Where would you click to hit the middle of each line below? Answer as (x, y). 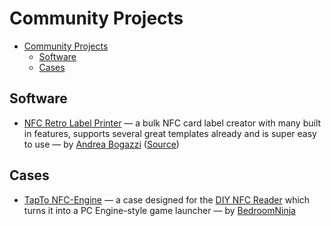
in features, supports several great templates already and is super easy (170, 133)
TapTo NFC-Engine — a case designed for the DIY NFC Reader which (167, 199)
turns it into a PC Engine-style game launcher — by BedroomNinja (159, 210)
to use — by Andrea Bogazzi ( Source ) (101, 144)
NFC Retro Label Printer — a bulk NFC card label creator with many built (172, 123)
